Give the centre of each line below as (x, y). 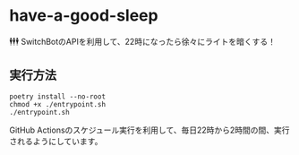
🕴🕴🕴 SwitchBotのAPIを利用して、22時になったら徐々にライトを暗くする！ (142, 41)
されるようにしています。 (56, 141)
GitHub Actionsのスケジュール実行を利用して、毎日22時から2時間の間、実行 (149, 130)
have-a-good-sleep (84, 16)
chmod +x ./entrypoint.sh (57, 104)
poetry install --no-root (57, 96)
